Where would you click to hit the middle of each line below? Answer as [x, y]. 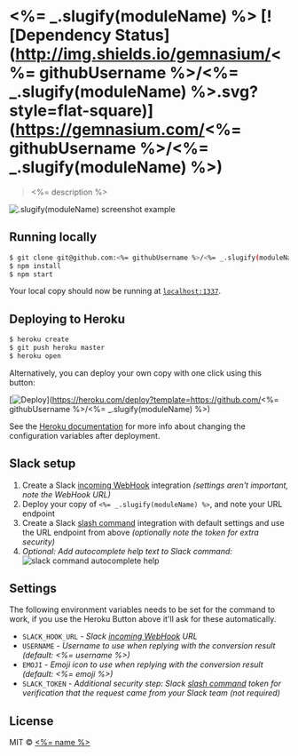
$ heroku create [39, 339]
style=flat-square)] [81, 111]
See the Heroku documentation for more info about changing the [127, 426]
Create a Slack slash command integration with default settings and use [153, 522]
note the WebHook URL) [66, 494]
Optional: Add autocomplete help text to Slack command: [127, 551]
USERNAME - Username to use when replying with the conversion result [149, 646]
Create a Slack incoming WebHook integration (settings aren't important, [155, 485]
